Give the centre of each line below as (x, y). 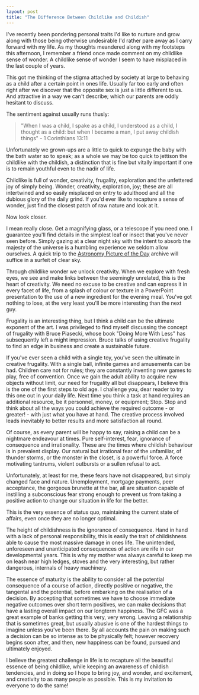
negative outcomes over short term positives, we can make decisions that (96, 604)
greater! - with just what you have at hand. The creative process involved (95, 414)
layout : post (22, 12)
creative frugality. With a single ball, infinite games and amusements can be (98, 364)
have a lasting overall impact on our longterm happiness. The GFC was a (95, 611)
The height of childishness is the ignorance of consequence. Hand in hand (97, 530)
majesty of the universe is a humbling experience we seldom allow (87, 247)
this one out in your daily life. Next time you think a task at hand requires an (98, 395)
